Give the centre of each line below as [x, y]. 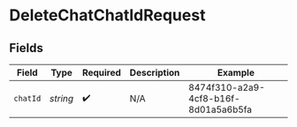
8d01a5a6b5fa [221, 109]
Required [102, 73]
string [62, 98]
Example [236, 73]
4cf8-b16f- [214, 98]
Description [155, 73]
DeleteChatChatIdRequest [107, 15]
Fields [27, 48]
